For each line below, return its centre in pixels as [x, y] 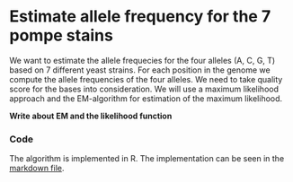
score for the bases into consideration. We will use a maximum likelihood [144, 89]
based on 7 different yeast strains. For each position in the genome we [140, 70]
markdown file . [37, 169]
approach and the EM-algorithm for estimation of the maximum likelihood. [146, 98]
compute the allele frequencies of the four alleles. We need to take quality [146, 79]
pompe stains [62, 35]
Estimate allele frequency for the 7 [140, 17]
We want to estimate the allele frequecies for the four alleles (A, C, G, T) [142, 60]
